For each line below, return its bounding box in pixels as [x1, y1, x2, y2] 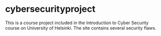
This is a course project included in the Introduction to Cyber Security [5, 20, 149, 26]
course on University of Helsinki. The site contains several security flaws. [5, 25, 156, 31]
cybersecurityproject [5, 3, 96, 15]
